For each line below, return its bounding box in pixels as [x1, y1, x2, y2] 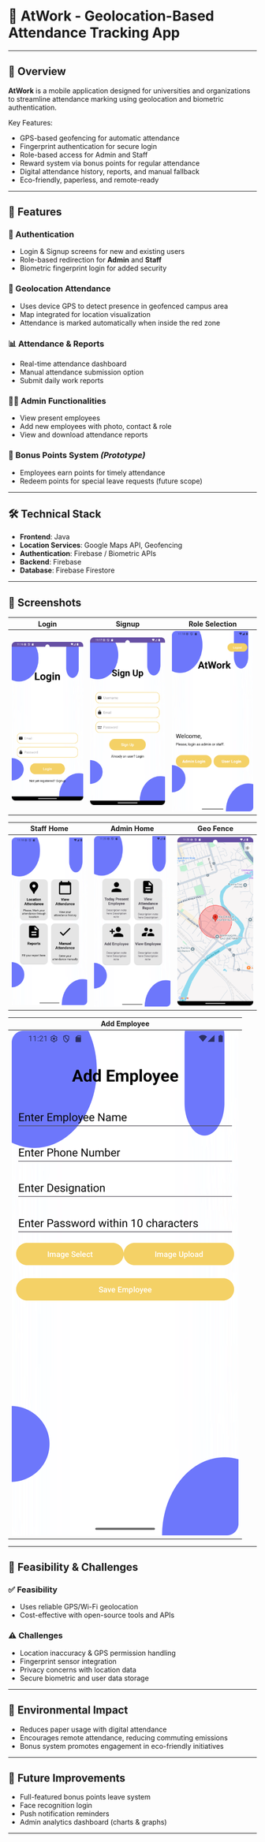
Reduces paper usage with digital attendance [19, 1725, 167, 1734]
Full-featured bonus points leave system [19, 1792, 151, 1802]
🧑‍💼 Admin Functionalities [8, 395, 106, 406]
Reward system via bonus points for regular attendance [19, 158, 200, 168]
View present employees [19, 413, 101, 423]
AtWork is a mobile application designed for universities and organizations [8, 86, 251, 95]
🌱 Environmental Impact [8, 1703, 129, 1717]
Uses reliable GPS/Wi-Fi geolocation [19, 1602, 139, 1612]
